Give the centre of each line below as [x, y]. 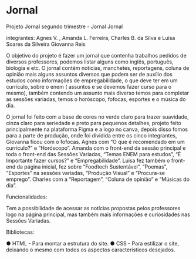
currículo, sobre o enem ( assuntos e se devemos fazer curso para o [89, 86]
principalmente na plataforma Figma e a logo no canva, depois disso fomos [97, 129]
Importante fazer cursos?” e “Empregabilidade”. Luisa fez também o [88, 160]
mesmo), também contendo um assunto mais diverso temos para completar [98, 93]
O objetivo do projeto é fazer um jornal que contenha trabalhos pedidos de [96, 55]
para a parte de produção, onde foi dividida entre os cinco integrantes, [92, 135]
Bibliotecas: [20, 232]
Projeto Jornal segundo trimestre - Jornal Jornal [65, 26]
